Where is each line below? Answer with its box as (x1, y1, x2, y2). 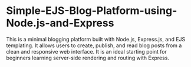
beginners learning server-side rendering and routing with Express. (6, 54, 170, 61)
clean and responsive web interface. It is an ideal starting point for (6, 48, 167, 55)
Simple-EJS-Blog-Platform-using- (6, 4, 177, 17)
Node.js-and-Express (6, 16, 114, 30)
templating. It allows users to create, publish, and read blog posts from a (6, 42, 182, 49)
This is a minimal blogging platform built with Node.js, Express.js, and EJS (6, 36, 186, 43)
